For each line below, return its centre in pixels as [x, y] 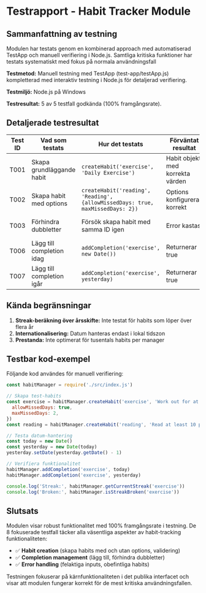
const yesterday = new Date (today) [52, 447]
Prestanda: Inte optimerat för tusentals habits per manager [90, 340]
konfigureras [184, 199]
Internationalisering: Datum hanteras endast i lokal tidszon [90, 333]
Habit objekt [183, 158]
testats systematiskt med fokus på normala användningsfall [81, 62]
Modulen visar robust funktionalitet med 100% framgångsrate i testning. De [101, 526]
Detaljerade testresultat [53, 123]
